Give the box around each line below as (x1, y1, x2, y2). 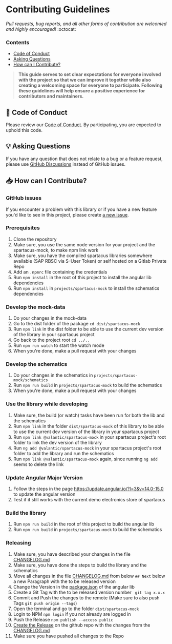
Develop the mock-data (6, 303, 66, 310)
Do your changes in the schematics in (13, 372, 93, 378)
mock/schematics (13, 378, 48, 383)
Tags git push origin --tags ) (13, 600, 77, 606)
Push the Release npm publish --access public (13, 616, 113, 622)
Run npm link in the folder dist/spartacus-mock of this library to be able (13, 423, 164, 429)
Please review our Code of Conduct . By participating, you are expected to (6, 122, 162, 128)
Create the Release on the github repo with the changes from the (13, 622, 150, 628)
